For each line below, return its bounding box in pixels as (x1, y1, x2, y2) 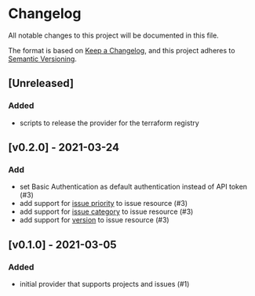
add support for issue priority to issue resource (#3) (19, 199, 188, 208)
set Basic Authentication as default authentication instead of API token (19, 182, 248, 192)
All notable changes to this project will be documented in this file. (8, 31, 220, 40)
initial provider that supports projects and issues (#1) (19, 280, 190, 288)
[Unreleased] (8, 77, 75, 90)
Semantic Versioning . (8, 54, 77, 63)
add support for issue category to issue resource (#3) (19, 207, 194, 216)
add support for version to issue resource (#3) (19, 215, 170, 225)
